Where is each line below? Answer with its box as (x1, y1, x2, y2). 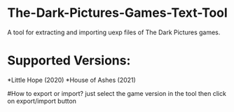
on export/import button (7, 97, 77, 105)
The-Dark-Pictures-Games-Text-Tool (7, 5, 228, 21)
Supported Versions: (7, 52, 131, 69)
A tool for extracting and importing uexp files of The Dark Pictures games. (7, 28, 221, 36)
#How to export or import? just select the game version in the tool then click (7, 89, 226, 97)
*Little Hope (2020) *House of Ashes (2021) (7, 76, 137, 84)
